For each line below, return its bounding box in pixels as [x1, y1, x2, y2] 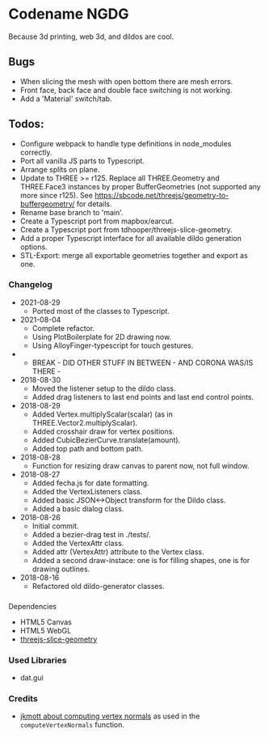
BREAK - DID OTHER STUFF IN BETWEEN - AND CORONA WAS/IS [32, 358, 254, 367]
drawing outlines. [32, 564, 90, 574]
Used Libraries [8, 654, 67, 666]
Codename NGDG [8, 5, 129, 23]
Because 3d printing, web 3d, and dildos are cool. [8, 32, 174, 41]
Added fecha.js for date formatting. [32, 478, 149, 488]
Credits [8, 693, 38, 704]
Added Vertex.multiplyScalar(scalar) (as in [32, 409, 174, 419]
